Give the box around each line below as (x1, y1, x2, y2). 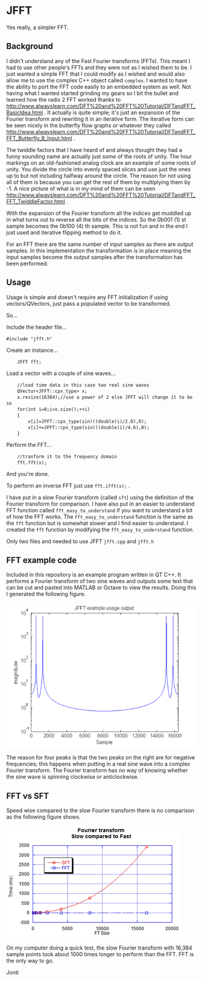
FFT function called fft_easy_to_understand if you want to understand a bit (6, 506, 193, 514)
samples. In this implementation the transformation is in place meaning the (6, 246, 191, 254)
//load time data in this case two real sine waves (17, 382, 150, 388)
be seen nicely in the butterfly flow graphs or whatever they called (6, 122, 171, 129)
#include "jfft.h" (6, 335, 52, 342)
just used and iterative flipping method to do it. (6, 228, 122, 236)
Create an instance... (6, 346, 58, 354)
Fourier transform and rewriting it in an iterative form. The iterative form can (6, 115, 194, 122)
